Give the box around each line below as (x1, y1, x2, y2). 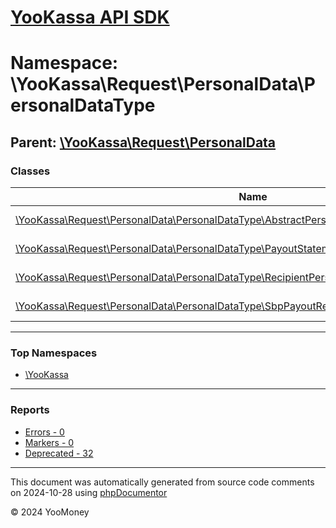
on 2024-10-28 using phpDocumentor (10, 486, 168, 498)
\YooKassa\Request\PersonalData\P (10, 73, 316, 96)
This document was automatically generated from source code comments (10, 476, 315, 488)
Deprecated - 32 (24, 447, 94, 459)
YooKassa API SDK (10, 6, 170, 29)
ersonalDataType (10, 94, 156, 117)
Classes (10, 164, 51, 178)
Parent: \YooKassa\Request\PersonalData (10, 134, 277, 151)
